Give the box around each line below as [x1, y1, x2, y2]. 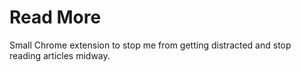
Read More [9, 6, 102, 29]
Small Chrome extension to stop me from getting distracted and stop [9, 39, 292, 51]
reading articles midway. [9, 49, 111, 61]
